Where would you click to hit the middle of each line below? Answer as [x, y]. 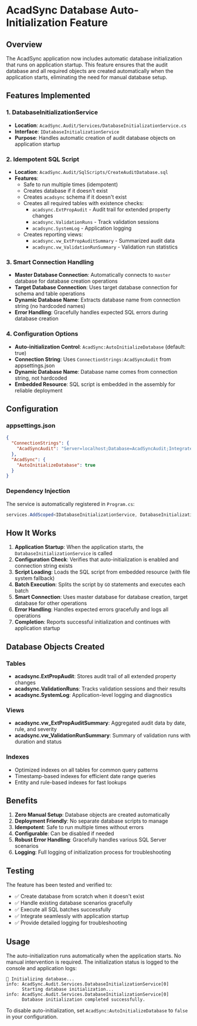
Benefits [22, 801]
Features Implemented [48, 95]
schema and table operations [50, 294]
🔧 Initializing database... [40, 979]
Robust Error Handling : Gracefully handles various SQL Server [91, 840]
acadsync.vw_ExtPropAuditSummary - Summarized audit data [103, 240]
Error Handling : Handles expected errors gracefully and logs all [91, 609]
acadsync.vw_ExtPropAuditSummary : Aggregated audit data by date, [100, 723]
